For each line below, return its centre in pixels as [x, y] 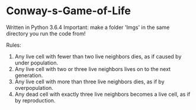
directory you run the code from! [46, 33]
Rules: [14, 45]
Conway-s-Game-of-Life [69, 11]
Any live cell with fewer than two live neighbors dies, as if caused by [98, 56]
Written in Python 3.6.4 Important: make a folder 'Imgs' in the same [88, 27]
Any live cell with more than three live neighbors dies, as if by [89, 82]
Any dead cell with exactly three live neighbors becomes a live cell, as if [102, 94]
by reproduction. [35, 100]
